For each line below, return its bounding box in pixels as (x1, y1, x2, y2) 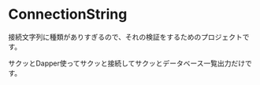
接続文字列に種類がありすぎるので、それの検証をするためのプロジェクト (8, 32, 243, 41)
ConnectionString (8, 5, 128, 23)
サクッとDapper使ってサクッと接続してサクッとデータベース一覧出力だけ (8, 58, 246, 68)
